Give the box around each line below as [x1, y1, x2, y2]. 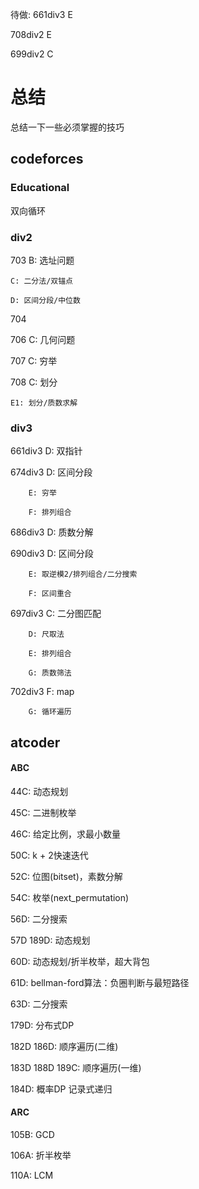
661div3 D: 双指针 [10, 445, 83, 457]
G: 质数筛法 [28, 668, 72, 678]
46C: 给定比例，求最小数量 [10, 828, 121, 840]
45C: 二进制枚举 [10, 806, 77, 818]
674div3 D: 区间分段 [10, 466, 93, 478]
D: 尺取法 [28, 629, 65, 640]
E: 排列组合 [28, 649, 72, 659]
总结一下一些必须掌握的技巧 [10, 121, 125, 133]
